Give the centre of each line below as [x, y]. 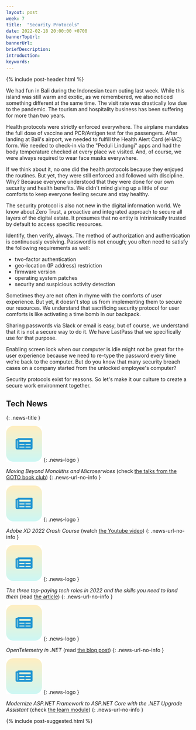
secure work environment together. [49, 385]
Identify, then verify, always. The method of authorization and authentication [98, 235]
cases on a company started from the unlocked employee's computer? [91, 368]
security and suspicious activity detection [65, 284]
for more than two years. [36, 115]
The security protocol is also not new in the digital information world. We [94, 205]
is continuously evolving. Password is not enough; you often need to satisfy [97, 241]
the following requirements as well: [48, 248]
